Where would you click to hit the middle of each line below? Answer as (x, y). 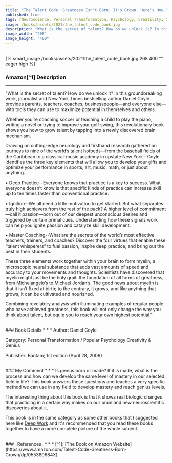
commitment (153, 209)
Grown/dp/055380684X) (31, 455)
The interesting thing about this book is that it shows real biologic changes (84, 397)
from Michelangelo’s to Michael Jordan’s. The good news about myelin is (82, 283)
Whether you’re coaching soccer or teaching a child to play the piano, (79, 119)
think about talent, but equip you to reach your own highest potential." (79, 315)
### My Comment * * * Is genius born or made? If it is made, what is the (81, 371)
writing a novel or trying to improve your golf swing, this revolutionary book (84, 125)
